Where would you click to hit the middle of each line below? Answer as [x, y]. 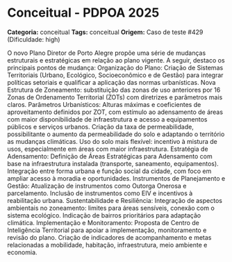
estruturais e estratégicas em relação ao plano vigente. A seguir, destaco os [116, 60]
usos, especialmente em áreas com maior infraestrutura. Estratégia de [108, 149]
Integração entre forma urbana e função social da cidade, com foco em [109, 171]
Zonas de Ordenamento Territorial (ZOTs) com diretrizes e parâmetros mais [115, 97]
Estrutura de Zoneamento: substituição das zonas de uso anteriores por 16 [114, 90]
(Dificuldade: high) [34, 39]
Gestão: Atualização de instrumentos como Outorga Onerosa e [97, 186]
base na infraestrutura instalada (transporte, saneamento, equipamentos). [113, 163]
